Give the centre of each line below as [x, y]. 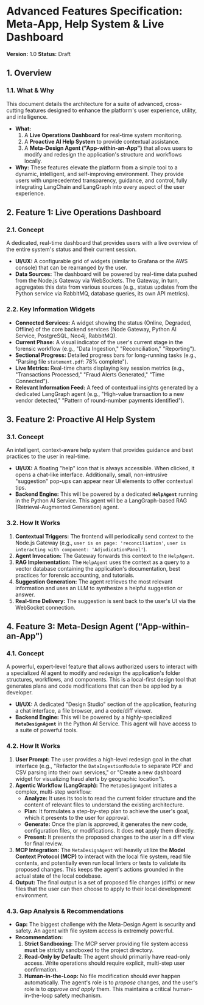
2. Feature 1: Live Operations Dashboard [84, 212]
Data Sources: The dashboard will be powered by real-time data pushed [106, 274]
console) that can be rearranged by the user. [71, 268]
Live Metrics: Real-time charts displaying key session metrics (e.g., [100, 368]
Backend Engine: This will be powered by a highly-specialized [93, 718]
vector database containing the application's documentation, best [98, 568]
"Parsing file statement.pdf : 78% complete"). [72, 361]
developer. [20, 693]
